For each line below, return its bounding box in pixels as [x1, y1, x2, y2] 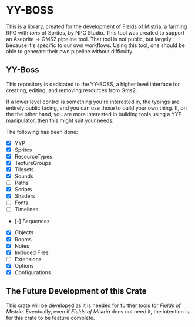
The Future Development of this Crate [6, 286, 147, 296]
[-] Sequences [14, 218, 50, 225]
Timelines [14, 206, 39, 213]
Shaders [14, 193, 35, 200]
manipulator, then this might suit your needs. [6, 117, 114, 124]
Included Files [14, 249, 49, 256]
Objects [14, 229, 34, 236]
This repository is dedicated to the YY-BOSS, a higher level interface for [6, 80, 180, 87]
